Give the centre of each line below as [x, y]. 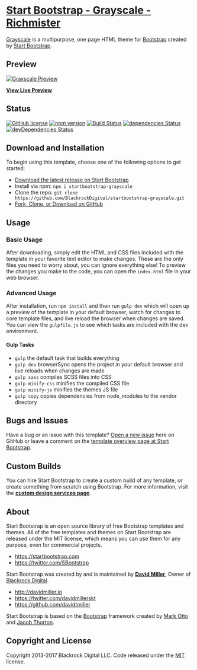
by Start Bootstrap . [29, 46]
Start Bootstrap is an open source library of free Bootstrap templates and [95, 526]
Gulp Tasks [20, 344]
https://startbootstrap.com [47, 556]
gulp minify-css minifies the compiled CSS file [72, 383]
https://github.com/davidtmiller [52, 604]
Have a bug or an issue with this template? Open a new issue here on [90, 435]
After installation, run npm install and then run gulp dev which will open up [98, 306]
